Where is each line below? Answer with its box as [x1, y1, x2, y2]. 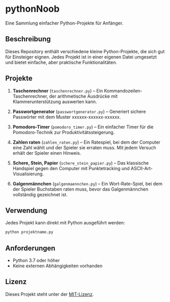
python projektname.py [5, 229, 53, 235]
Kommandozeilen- [104, 87, 143, 94]
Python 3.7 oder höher [12, 258, 60, 264]
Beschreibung [5, 35, 51, 43]
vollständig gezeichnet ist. [12, 191, 68, 197]
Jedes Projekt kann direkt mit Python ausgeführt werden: [5, 220, 125, 226]
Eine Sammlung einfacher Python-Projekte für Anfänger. [5, 20, 124, 26]
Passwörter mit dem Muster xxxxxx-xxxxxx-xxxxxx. [12, 113, 121, 120]
